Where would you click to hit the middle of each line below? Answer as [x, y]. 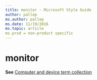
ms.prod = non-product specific [39, 33]
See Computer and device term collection [49, 72]
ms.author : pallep [25, 19]
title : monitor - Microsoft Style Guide [48, 10]
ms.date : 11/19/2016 [27, 24]
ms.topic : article [25, 29]
